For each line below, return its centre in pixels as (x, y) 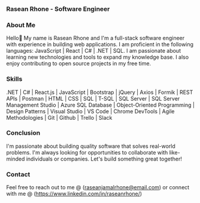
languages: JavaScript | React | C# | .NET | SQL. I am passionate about (94, 51)
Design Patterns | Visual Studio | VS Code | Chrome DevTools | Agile (90, 111)
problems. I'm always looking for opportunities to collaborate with (87, 152)
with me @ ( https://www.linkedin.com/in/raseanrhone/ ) (74, 194)
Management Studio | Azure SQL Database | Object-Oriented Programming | (100, 105)
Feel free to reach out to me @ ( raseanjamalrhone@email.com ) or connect (98, 187)
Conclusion (23, 133)
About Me (21, 25)
